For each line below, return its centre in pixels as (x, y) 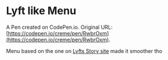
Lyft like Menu (41, 11)
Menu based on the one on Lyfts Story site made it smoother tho (84, 51)
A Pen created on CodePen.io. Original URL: (60, 27)
